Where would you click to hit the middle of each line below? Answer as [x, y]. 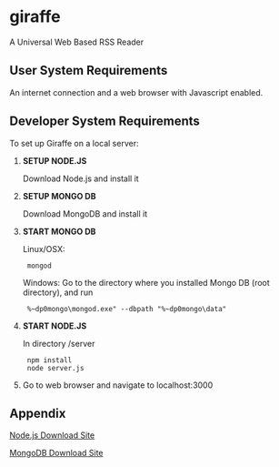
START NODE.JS [55, 326]
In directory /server [59, 343]
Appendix [38, 413]
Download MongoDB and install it [85, 213]
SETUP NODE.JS [55, 160]
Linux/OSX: [44, 249]
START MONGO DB [59, 231]
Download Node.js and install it [80, 178]
